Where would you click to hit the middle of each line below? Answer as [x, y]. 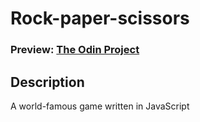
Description [47, 82]
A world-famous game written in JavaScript [100, 106]
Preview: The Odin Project [75, 50]
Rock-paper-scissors [100, 18]
